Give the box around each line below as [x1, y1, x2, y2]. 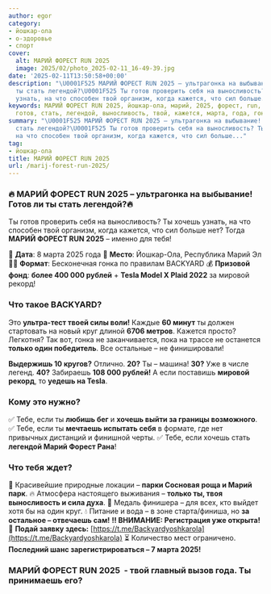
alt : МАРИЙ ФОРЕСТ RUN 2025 [15, 57, 110, 65]
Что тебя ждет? [8, 462, 73, 473]
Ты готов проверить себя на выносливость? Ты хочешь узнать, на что [8, 217, 252, 227]
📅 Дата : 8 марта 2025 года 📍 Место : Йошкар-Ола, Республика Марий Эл [8, 249, 262, 259]
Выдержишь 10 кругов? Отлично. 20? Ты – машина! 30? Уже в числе [8, 358, 249, 368]
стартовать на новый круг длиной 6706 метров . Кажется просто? [8, 326, 236, 336]
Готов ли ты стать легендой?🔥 [8, 199, 133, 210]
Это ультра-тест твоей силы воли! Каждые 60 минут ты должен [8, 317, 235, 327]
